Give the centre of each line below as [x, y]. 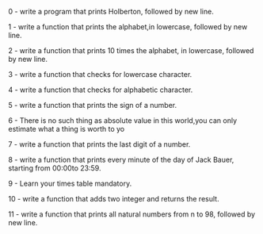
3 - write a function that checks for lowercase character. [100, 74]
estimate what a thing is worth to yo [67, 129]
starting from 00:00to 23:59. [55, 168]
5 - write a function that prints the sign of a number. [92, 105]
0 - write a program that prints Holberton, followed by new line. [111, 12]
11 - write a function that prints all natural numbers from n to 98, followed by [132, 214]
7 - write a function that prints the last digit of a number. [99, 144]
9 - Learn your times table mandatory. [70, 183]
